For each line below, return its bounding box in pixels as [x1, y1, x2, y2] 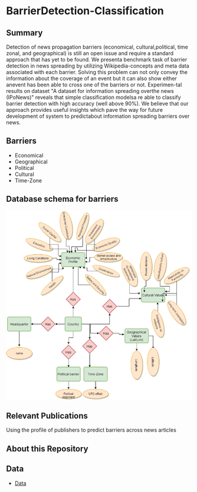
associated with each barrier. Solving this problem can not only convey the [6, 69, 188, 75]
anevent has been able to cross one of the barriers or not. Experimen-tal [6, 81, 182, 88]
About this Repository [6, 443, 88, 454]
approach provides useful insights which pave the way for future [6, 107, 163, 113]
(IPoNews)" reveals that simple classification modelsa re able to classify [6, 94, 181, 101]
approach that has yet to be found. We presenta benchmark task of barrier [6, 56, 188, 63]
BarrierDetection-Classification [6, 4, 164, 18]
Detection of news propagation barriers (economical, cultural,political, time [6, 43, 189, 50]
